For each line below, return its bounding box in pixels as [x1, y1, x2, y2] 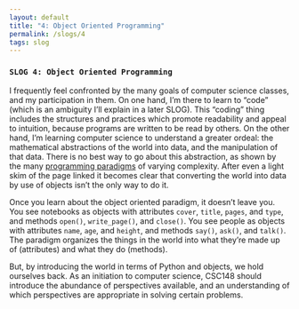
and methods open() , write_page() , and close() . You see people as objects [9, 215, 286, 226]
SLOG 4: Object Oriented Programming [9, 67, 174, 77]
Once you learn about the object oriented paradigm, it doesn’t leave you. [9, 196, 276, 207]
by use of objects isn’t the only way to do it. [9, 179, 169, 190]
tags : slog [9, 37, 50, 47]
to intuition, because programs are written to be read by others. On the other [9, 123, 290, 133]
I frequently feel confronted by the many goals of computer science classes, [9, 85, 289, 96]
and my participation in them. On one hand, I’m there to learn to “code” [9, 94, 269, 105]
